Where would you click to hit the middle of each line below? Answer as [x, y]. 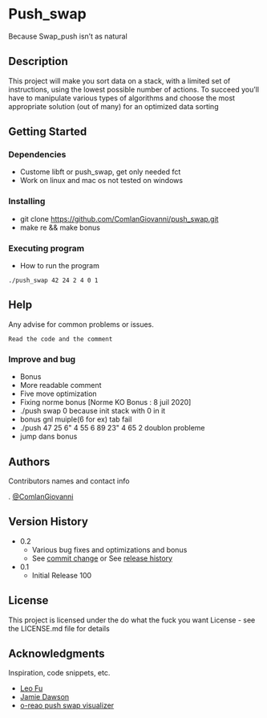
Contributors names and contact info [69, 481]
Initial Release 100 [62, 575]
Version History [48, 522]
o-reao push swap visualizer [67, 706]
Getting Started [48, 132]
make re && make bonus [60, 227]
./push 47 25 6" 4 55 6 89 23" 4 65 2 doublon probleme [112, 428]
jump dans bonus [49, 437]
